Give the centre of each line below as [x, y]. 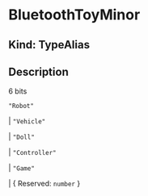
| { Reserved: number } [44, 184]
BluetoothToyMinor [74, 15]
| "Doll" [21, 137]
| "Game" [21, 168]
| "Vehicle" [27, 121]
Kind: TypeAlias [49, 45]
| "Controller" [32, 152]
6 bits [18, 91]
